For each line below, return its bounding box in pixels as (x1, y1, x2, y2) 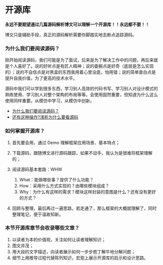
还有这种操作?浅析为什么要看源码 (12, 114, 79, 120)
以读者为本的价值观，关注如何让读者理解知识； (12, 236, 106, 242)
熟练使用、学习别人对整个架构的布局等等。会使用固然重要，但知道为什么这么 (5, 92, 158, 98)
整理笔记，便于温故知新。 (12, 211, 64, 217)
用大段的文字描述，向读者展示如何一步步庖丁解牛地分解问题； (12, 248, 136, 254)
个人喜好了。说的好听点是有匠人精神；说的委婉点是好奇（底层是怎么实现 (9, 63, 154, 69)
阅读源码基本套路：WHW (12, 166, 62, 172)
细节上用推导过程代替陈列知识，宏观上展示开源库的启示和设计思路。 (12, 255, 148, 261)
